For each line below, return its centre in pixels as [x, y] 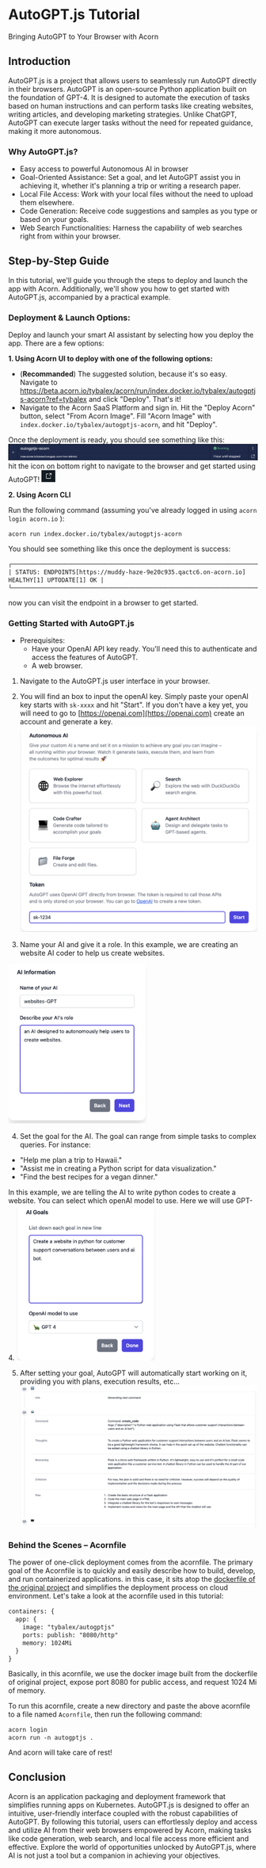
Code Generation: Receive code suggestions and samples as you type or [139, 211]
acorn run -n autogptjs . [51, 1737]
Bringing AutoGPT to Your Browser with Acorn [84, 36]
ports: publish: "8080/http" [70, 1635]
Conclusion [37, 1777]
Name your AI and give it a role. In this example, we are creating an [129, 945]
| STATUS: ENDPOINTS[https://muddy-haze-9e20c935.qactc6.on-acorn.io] [127, 572]
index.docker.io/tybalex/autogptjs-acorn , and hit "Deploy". [118, 425]
